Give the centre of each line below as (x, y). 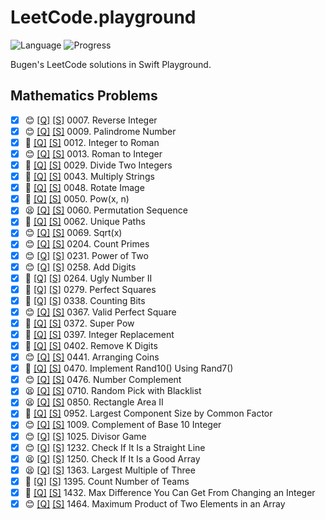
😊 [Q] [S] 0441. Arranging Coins (92, 357)
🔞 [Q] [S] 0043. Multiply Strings (89, 177)
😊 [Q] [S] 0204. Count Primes (87, 244)
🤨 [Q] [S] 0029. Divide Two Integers (98, 165)
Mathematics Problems (84, 96)
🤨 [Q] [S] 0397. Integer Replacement (99, 334)
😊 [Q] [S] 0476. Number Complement (103, 380)
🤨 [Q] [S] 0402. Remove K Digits (91, 345)
